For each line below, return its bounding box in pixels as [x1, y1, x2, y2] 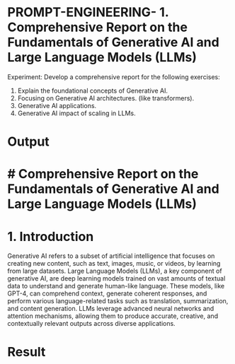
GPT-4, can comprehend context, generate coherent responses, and [7, 289, 207, 298]
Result [7, 344, 46, 360]
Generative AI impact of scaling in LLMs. [17, 109, 136, 117]
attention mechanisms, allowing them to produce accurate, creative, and [7, 312, 218, 320]
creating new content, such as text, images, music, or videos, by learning [7, 259, 221, 268]
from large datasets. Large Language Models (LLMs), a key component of [7, 266, 222, 276]
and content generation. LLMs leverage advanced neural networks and [7, 305, 214, 313]
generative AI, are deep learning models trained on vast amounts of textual [7, 274, 226, 283]
